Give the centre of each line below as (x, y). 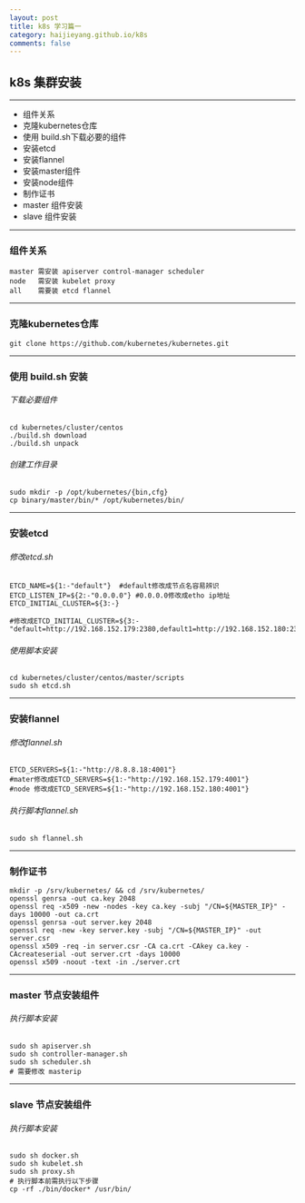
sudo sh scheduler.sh (50, 1062)
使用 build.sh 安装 (49, 376)
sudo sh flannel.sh (46, 838)
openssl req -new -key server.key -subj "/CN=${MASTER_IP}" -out (135, 930)
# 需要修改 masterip (45, 1072)
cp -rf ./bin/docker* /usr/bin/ (70, 1189)
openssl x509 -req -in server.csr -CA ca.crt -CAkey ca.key (126, 946)
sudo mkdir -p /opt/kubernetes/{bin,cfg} (89, 492)
